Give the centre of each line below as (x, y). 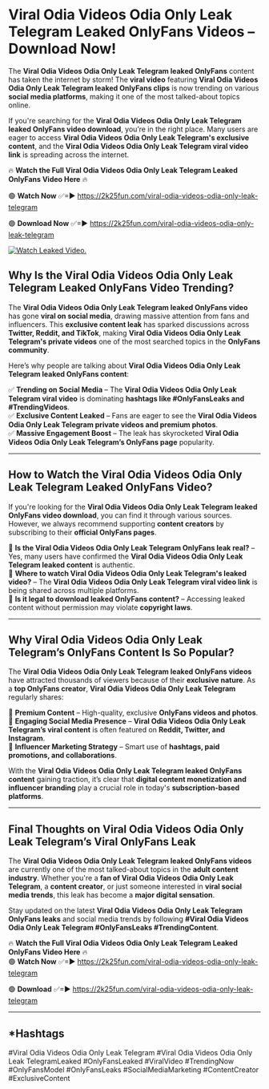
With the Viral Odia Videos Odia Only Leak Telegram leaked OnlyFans (125, 771)
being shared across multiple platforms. (74, 590)
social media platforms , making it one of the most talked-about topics (124, 96)
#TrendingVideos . (39, 407)
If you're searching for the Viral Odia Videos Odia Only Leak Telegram (125, 120)
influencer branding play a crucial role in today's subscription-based (124, 788)
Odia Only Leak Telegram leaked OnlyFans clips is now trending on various (134, 88)
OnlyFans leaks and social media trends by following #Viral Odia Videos (128, 919)
